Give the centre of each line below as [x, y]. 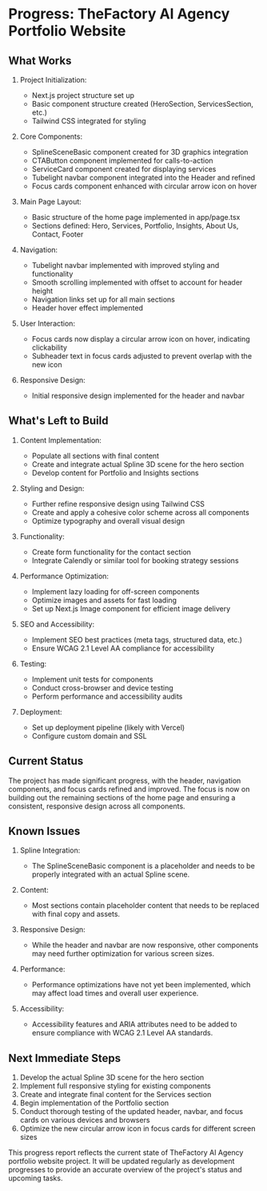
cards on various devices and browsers [85, 1120]
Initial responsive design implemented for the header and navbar [138, 395]
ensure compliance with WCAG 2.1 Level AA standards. [122, 1033]
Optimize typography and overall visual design [108, 521]
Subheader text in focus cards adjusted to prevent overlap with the [142, 356]
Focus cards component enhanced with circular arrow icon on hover [144, 186]
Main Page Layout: [50, 202]
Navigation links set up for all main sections [104, 299]
